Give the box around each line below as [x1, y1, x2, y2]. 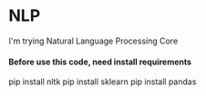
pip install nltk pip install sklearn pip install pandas [8, 76, 197, 87]
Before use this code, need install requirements [8, 56, 192, 67]
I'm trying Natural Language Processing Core [8, 35, 179, 46]
